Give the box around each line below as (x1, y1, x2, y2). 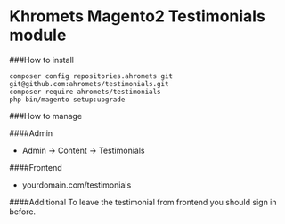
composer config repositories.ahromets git (9, 71, 174, 81)
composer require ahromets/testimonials (9, 87, 162, 96)
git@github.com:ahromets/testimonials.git (9, 79, 169, 88)
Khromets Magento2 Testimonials (9, 6, 265, 27)
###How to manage (9, 110, 83, 121)
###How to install (9, 54, 74, 65)
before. (9, 206, 37, 217)
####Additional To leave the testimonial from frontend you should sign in (9, 196, 278, 207)
